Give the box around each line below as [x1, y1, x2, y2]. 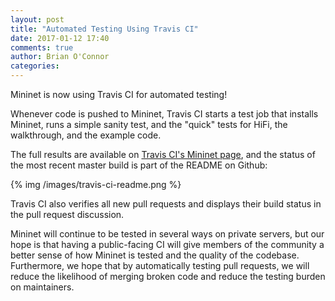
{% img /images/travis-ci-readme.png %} [10, 179, 182, 190]
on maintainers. [10, 281, 75, 293]
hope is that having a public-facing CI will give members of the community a [10, 239, 325, 250]
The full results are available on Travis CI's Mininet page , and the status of [10, 149, 316, 160]
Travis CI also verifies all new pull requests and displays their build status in [10, 198, 322, 210]
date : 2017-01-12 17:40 [10, 33, 110, 43]
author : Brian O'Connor [10, 52, 110, 62]
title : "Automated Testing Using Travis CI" [10, 24, 199, 34]
